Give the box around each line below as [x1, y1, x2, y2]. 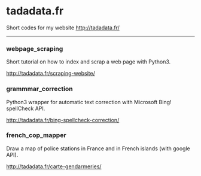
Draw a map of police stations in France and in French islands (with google [6, 145, 190, 152]
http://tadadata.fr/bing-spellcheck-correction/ [6, 116, 120, 123]
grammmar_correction [6, 85, 73, 93]
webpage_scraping [6, 44, 63, 53]
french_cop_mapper [6, 131, 67, 139]
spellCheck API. [6, 105, 45, 112]
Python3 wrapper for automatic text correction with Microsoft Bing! [6, 98, 172, 105]
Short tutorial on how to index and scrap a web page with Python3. [6, 58, 171, 65]
